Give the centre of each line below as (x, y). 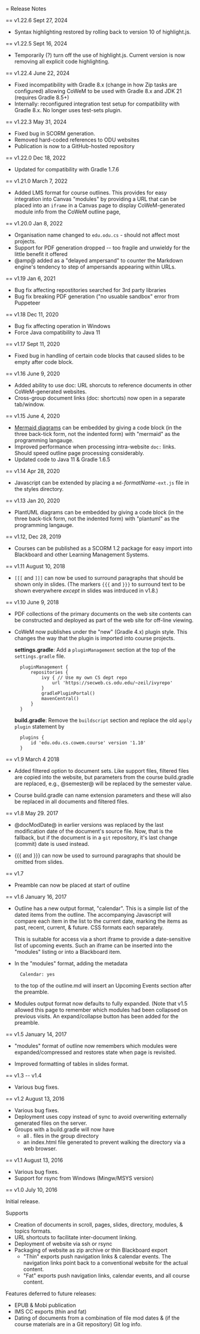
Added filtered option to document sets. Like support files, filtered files (101, 771)
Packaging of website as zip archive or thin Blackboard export (91, 1250)
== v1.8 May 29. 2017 (32, 813)
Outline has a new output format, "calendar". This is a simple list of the (101, 908)
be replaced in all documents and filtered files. (72, 802)
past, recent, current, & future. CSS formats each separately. (89, 928)
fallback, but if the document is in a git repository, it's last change (96, 838)
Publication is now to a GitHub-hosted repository (75, 146)
